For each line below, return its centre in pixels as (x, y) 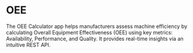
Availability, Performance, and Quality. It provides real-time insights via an (95, 38)
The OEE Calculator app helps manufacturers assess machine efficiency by (97, 26)
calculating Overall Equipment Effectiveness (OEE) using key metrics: (89, 32)
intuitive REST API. (28, 45)
